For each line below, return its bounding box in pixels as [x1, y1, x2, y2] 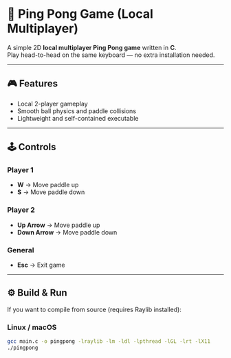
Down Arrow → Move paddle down [16, 228, 118, 236]
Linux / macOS [7, 322, 57, 332]
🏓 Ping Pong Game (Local [7, 6, 153, 22]
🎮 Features [7, 78, 58, 90]
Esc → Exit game [16, 261, 65, 270]
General [7, 245, 34, 254]
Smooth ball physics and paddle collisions [16, 106, 136, 115]
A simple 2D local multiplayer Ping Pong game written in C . [7, 43, 177, 51]
